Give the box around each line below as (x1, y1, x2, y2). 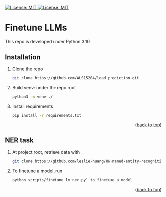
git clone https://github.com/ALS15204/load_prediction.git (12, 75, 139, 80)
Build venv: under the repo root (12, 84, 76, 90)
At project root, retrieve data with (12, 149, 80, 155)
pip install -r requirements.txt (12, 113, 82, 118)
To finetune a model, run (12, 168, 63, 174)
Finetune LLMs (5, 22, 67, 33)
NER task (5, 136, 34, 144)
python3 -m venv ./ (12, 94, 53, 99)
